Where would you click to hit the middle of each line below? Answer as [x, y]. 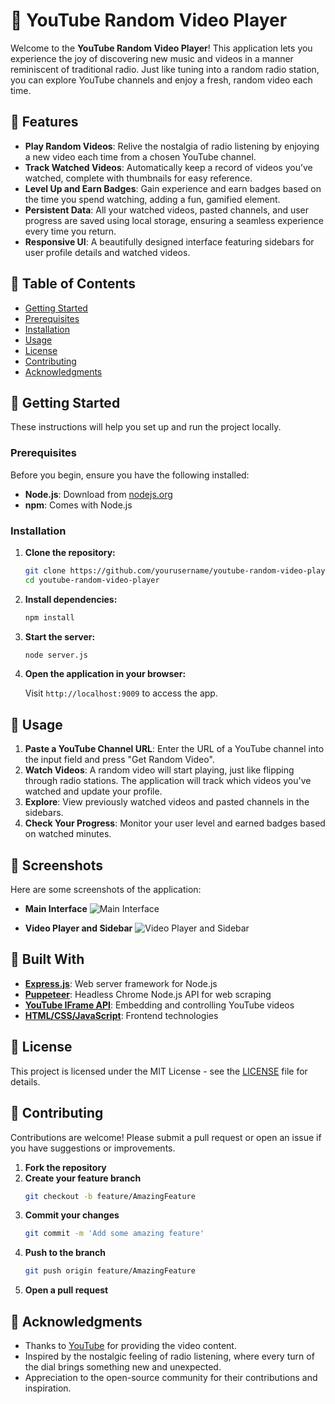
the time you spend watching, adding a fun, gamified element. [152, 199]
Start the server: [60, 636]
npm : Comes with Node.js [78, 505]
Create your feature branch [83, 1178]
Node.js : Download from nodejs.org [98, 494]
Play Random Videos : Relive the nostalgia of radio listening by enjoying [172, 146]
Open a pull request [66, 1290]
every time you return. [70, 231]
